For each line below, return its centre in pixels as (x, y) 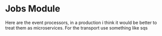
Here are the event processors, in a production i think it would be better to (81, 22)
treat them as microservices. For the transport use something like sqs (77, 27)
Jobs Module (33, 9)
